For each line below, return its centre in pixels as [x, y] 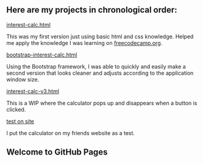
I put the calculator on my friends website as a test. [71, 133]
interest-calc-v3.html [33, 91]
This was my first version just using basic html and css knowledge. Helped [100, 36]
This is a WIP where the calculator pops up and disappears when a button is [102, 103]
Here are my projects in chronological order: [92, 10]
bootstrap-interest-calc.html [42, 55]
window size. [23, 79]
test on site [20, 121]
